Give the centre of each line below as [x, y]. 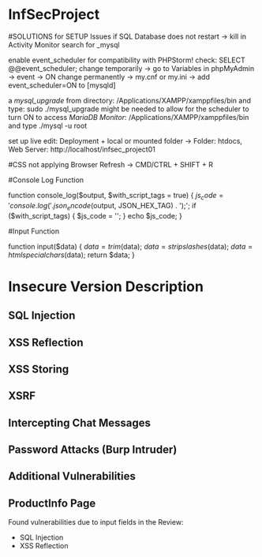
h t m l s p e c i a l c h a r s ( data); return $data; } [72, 255]
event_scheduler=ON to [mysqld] [62, 85]
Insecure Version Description [106, 286]
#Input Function [34, 231]
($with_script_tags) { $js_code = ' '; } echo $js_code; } [95, 215]
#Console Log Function [46, 180]
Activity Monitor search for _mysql [64, 44]
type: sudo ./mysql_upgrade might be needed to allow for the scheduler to [129, 109]
